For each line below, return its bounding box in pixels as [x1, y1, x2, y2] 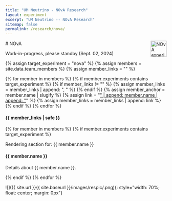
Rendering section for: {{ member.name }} [5, 141, 94, 147]
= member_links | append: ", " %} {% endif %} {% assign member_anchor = [5, 86, 165, 93]
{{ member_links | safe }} [5, 115, 60, 121]
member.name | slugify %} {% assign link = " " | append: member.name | [5, 92, 158, 98]
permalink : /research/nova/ [5, 27, 66, 32]
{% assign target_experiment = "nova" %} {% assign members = [5, 60, 142, 66]
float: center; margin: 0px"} [5, 190, 63, 196]
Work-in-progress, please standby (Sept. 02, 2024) [5, 51, 114, 57]
